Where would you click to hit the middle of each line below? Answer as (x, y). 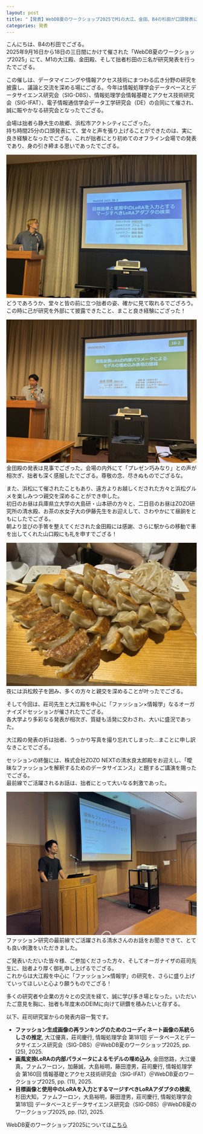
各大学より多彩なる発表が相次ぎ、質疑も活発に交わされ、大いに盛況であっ (99, 719)
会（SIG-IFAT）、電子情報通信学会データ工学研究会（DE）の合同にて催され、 (101, 102)
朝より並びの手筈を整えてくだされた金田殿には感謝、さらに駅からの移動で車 (101, 526)
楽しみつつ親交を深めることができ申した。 (69, 496)
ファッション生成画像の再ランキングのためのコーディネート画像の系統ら (105, 1030)
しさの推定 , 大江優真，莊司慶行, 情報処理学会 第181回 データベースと (100, 1038)
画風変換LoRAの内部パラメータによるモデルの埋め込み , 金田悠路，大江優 (105, 1059)
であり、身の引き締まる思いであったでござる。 (64, 146)
